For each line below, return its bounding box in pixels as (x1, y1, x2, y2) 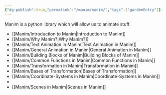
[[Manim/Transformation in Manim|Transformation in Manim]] (11, 62, 138, 68)
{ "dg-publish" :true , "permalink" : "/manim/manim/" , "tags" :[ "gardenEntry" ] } (4, 7, 162, 12)
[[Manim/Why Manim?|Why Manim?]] (11, 36, 89, 42)
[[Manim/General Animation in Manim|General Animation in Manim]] (11, 46, 152, 52)
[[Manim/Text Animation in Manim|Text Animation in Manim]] (11, 41, 137, 47)
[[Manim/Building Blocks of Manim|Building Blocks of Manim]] (11, 52, 140, 58)
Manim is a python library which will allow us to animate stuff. (4, 21, 131, 27)
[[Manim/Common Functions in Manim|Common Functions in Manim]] (11, 57, 156, 63)
